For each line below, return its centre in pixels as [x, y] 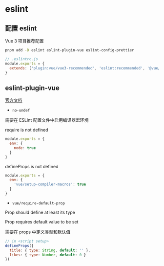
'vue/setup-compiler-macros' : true [50, 184]
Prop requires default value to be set [42, 222]
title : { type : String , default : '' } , [50, 250]
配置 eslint [21, 28]
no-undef [21, 111]
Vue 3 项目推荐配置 [24, 41]
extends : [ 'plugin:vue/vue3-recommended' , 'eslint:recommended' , [77, 68]
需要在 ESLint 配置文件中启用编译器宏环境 [47, 120]
